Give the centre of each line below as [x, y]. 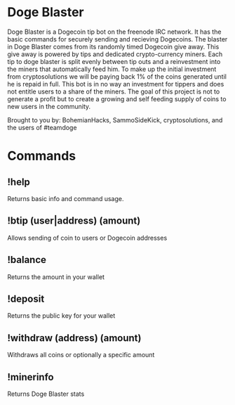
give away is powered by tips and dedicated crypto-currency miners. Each [115, 54]
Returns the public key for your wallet [61, 316]
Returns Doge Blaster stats [46, 394]
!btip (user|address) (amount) [74, 221]
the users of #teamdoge [42, 127]
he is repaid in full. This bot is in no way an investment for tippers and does [116, 84]
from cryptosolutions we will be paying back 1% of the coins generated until [117, 76]
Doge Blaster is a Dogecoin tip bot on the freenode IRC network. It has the [114, 32]
